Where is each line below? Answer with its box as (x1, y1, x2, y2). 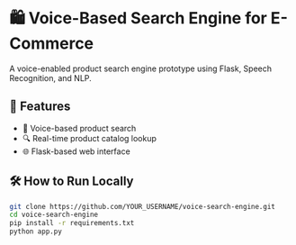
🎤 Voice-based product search (22, 122, 137, 133)
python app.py (9, 227, 63, 236)
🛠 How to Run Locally (9, 174, 134, 189)
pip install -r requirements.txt (9, 219, 135, 228)
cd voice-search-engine (9, 210, 99, 220)
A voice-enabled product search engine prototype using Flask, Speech (9, 63, 273, 74)
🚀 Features (9, 99, 71, 114)
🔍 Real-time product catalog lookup (22, 132, 157, 143)
